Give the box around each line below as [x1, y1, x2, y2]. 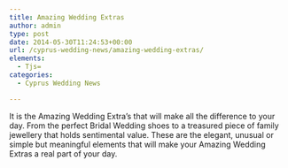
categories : [9, 71, 53, 80]
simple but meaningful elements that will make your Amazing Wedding [9, 139, 266, 149]
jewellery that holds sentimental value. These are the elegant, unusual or [9, 129, 275, 140]
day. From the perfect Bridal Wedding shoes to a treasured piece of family [9, 120, 279, 131]
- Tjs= [17, 63, 42, 72]
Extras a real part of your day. [9, 148, 118, 159]
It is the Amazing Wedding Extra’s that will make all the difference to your [9, 111, 276, 121]
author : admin [9, 21, 62, 30]
